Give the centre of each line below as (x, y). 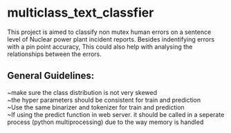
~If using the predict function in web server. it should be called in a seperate (116, 114)
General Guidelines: (51, 76)
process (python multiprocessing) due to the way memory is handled (105, 122)
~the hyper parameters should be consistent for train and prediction (104, 100)
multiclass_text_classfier (81, 13)
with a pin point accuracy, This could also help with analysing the (100, 46)
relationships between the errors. (55, 54)
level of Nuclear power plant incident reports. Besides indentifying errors (111, 39)
